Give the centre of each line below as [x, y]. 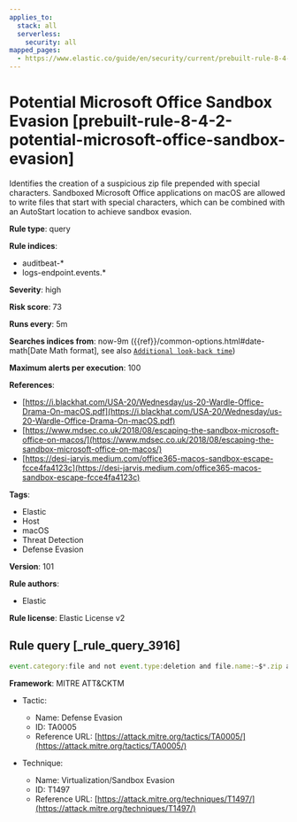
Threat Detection [53, 539]
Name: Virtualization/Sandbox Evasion [105, 779]
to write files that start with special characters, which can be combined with [147, 202]
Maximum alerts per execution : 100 [75, 368]
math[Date [28, 350]
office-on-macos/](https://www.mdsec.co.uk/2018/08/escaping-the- [148, 439]
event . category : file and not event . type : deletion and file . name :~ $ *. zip [146, 666]
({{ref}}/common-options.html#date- [198, 341]
